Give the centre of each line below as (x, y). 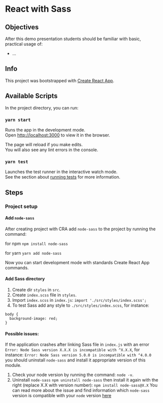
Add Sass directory (25, 279)
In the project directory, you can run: (42, 108)
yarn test (17, 162)
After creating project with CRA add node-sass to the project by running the (81, 229)
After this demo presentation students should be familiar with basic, (73, 39)
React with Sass (38, 9)
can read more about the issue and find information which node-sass (81, 390)
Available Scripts (31, 96)
